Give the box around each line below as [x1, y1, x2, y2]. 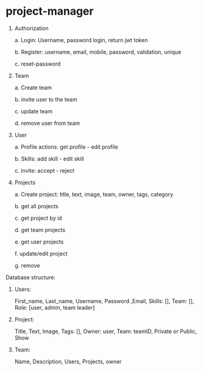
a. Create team [14, 84, 52, 91]
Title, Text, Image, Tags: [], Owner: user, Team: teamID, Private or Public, [14, 328, 198, 335]
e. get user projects [14, 238, 64, 245]
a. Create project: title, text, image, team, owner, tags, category [14, 190, 174, 198]
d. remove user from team [14, 119, 80, 127]
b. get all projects [14, 202, 59, 209]
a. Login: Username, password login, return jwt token [14, 36, 148, 43]
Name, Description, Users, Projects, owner [14, 358, 122, 365]
